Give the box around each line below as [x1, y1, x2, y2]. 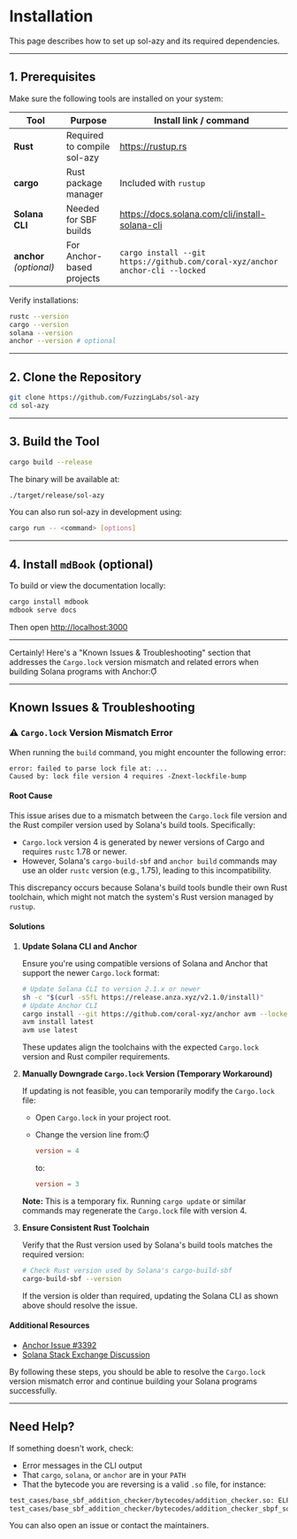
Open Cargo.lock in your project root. [34, 1113, 171, 1123]
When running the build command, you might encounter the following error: [9, 746, 286, 757]
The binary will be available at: [9, 473, 120, 484]
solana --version [9, 328, 73, 338]
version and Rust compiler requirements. [21, 1051, 171, 1062]
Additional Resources [9, 1320, 90, 1331]
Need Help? [9, 1419, 75, 1434]
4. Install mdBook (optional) [9, 557, 154, 572]
